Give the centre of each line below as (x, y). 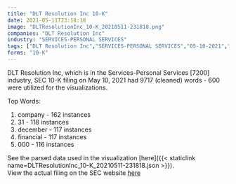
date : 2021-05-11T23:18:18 (47, 20)
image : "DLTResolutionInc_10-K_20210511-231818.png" (86, 27)
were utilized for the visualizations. (58, 87)
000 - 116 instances (46, 144)
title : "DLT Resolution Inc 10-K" (58, 14)
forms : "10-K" (28, 53)
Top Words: (24, 101)
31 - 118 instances (43, 122)
